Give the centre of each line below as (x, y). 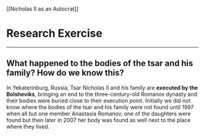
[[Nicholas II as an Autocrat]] (42, 9)
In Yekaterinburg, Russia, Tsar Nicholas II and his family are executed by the (102, 87)
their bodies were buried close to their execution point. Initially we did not (99, 101)
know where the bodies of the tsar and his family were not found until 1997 (100, 107)
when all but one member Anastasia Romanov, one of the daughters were (99, 113)
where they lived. (28, 126)
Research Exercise (54, 34)
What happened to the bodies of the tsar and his (100, 63)
